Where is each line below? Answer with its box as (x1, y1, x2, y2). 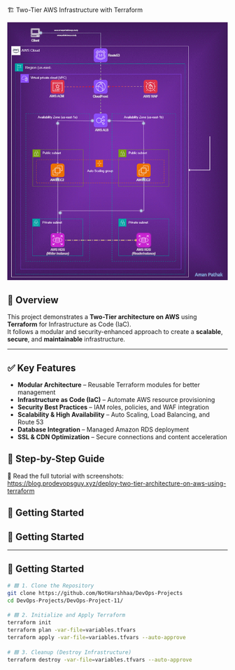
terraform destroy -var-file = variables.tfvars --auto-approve (7, 656, 192, 663)
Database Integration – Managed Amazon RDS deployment (17, 425, 190, 434)
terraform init (7, 619, 52, 627)
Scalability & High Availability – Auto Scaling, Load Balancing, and (17, 410, 210, 419)
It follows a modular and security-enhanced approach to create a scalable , (7, 328, 223, 336)
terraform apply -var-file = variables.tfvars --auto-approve (7, 634, 187, 641)
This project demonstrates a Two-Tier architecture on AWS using (7, 313, 197, 321)
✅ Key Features (7, 362, 76, 374)
